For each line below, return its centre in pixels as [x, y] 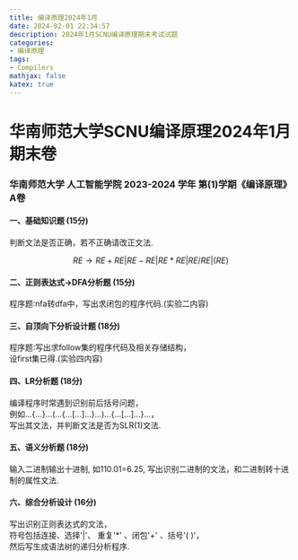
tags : [19, 59]
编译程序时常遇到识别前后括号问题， [76, 402]
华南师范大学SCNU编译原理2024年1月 [150, 131]
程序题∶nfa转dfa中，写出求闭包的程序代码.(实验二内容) [109, 304]
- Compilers [31, 68]
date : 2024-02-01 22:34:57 [60, 26]
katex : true [31, 84]
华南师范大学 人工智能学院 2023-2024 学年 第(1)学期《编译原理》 [151, 184]
